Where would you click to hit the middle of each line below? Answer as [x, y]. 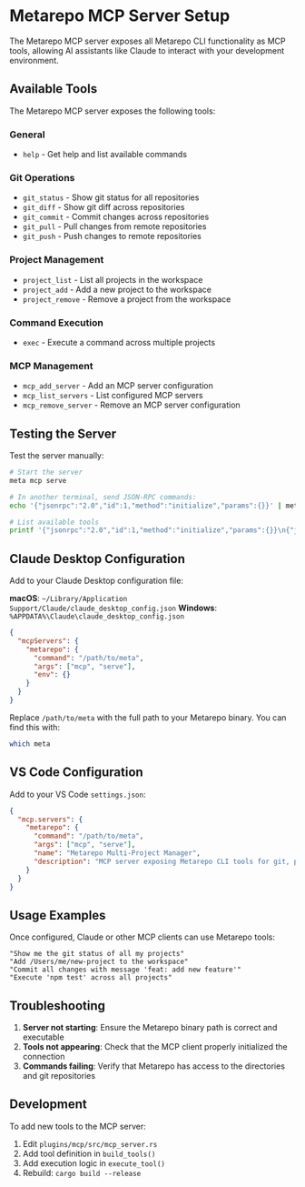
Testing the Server [63, 433]
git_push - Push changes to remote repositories [112, 236]
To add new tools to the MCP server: [78, 1126]
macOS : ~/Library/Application [69, 599]
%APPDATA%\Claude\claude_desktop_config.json [97, 617]
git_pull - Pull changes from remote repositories [114, 226]
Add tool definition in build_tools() [89, 1153]
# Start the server [46, 473]
